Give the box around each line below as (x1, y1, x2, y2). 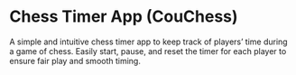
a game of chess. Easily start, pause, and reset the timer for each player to (9, 45, 287, 56)
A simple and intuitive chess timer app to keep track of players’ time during (9, 36, 288, 47)
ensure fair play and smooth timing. (9, 55, 142, 66)
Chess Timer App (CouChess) (9, 6, 238, 27)
